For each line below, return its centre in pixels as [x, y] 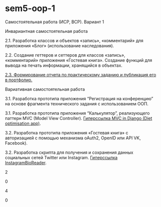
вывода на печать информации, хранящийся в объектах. [64, 65]
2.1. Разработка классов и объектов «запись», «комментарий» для [74, 40]
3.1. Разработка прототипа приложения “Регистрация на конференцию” [79, 98]
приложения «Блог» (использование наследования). [60, 45]
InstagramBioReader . [26, 163]
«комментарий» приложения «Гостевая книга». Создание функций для [79, 60]
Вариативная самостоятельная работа [45, 89]
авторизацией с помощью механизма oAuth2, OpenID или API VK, [73, 138]
